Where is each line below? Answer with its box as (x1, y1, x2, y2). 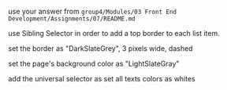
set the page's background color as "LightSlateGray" (8, 59, 180, 68)
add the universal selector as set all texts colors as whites (8, 74, 195, 83)
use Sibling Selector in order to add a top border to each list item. (8, 29, 220, 38)
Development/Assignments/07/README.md (8, 15, 136, 23)
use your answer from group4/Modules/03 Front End (8, 7, 177, 16)
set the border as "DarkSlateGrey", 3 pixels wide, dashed (8, 44, 193, 53)
